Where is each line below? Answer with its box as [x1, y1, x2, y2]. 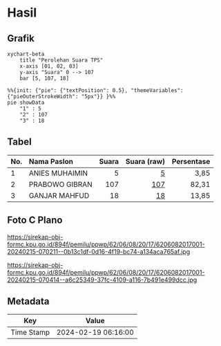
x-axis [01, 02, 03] [19, 63, 79, 70]
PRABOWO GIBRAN [28, 179, 93, 189]
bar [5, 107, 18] [19, 75, 70, 82]
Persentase [171, 156, 211, 166]
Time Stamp [10, 327, 50, 337]
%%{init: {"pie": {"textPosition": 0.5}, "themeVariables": [7, 87, 184, 94]
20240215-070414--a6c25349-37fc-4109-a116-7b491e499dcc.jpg [7, 275, 198, 284]
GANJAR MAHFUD [28, 190, 90, 200]
